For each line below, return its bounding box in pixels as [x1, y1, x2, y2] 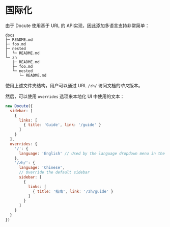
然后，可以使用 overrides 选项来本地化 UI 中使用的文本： [5, 93, 125, 99]
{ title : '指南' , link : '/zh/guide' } [32, 189, 114, 194]
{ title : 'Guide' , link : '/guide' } [23, 122, 101, 128]
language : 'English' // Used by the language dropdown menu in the [18, 151, 165, 156]
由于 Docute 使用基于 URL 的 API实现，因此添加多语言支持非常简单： [5, 22, 150, 29]
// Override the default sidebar [18, 170, 90, 175]
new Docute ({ [5, 103, 33, 109]
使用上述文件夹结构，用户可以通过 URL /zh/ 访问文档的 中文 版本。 [5, 82, 143, 88]
